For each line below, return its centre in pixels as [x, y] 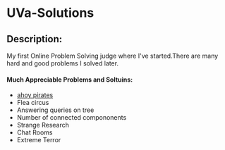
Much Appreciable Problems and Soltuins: [70, 80]
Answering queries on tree [55, 110]
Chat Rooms [35, 132]
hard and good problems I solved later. [63, 63]
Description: [35, 39]
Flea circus [33, 103]
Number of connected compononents [72, 118]
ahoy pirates [35, 95]
